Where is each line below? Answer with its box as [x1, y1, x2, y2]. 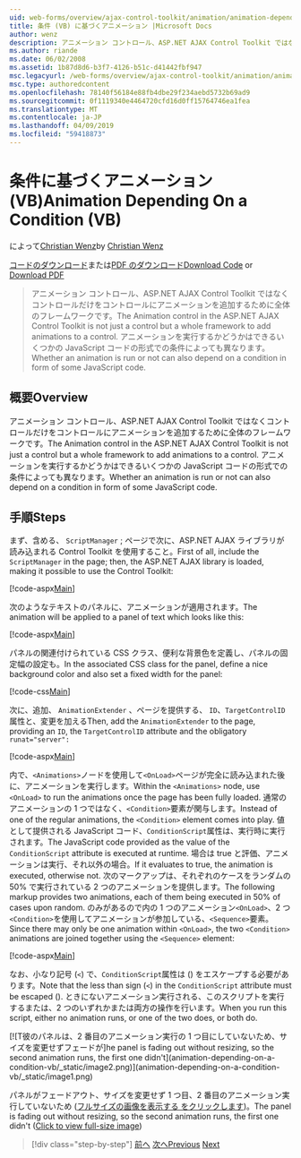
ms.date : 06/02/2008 [9, 55, 87, 64]
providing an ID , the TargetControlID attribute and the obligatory [9, 726, 247, 737]
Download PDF [9, 270, 64, 280]
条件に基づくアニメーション [9, 171, 213, 192]
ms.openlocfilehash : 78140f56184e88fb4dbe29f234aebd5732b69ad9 [9, 88, 251, 97]
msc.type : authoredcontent [9, 80, 110, 89]
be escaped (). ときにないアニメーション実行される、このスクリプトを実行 [9, 991, 285, 1002]
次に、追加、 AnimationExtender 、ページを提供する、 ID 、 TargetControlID [9, 705, 286, 716]
